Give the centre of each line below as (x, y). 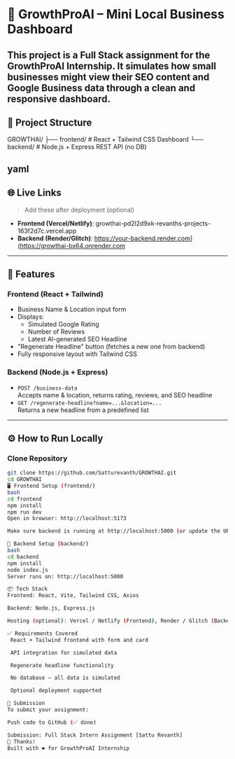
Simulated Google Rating (63, 324)
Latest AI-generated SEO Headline (77, 339)
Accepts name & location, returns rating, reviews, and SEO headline (115, 395)
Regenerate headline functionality (62, 665)
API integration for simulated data (64, 652)
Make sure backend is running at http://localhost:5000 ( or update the (114, 531)
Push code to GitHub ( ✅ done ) (52, 722)
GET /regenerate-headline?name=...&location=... (90, 403)
